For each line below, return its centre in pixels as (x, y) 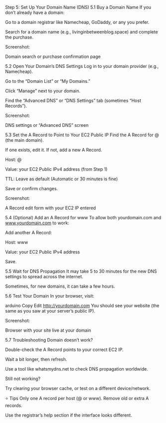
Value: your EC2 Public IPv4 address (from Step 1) (56, 169)
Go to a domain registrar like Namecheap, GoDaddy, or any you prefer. (77, 22)
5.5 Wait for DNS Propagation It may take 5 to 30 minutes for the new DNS (81, 271)
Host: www (17, 242)
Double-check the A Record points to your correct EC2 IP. (64, 350)
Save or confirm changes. (32, 189)
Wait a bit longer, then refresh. (36, 359)
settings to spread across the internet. (44, 276)
